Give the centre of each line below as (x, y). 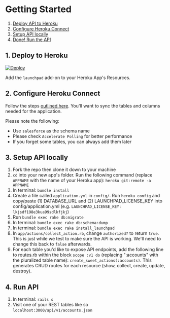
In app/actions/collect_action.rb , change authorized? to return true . (86, 233)
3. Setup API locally (37, 157)
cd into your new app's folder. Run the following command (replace (82, 175)
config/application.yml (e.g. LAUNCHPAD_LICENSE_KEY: (67, 206)
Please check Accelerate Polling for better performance (72, 136)
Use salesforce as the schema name (51, 131)
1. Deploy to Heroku (37, 56)
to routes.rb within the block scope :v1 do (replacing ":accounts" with (86, 255)
